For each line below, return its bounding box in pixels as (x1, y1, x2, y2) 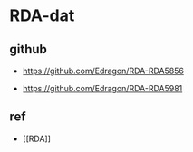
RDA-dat (9, 5, 75, 26)
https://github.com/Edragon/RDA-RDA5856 (22, 65, 184, 76)
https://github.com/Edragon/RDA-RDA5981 (22, 83, 183, 93)
